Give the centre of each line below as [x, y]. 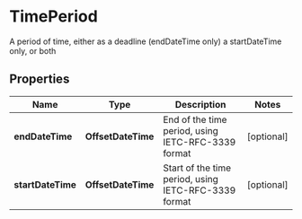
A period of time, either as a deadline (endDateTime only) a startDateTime [146, 41]
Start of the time [197, 168]
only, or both [33, 50]
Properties [40, 79]
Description [200, 104]
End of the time [195, 119]
